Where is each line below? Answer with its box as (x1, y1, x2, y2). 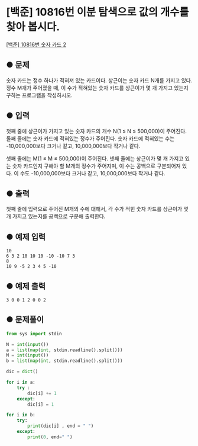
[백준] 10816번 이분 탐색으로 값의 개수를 (6, 5, 189, 19)
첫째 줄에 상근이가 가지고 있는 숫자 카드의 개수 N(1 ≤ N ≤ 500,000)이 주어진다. (6, 127, 187, 134)
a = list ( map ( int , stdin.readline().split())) (6, 347, 123, 353)
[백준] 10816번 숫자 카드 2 (6, 41, 67, 48)
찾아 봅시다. (6, 20, 60, 34)
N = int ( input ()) (6, 341, 49, 347)
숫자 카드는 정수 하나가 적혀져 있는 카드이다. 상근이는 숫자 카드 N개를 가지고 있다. (6, 76, 193, 84)
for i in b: (6, 412, 35, 418)
